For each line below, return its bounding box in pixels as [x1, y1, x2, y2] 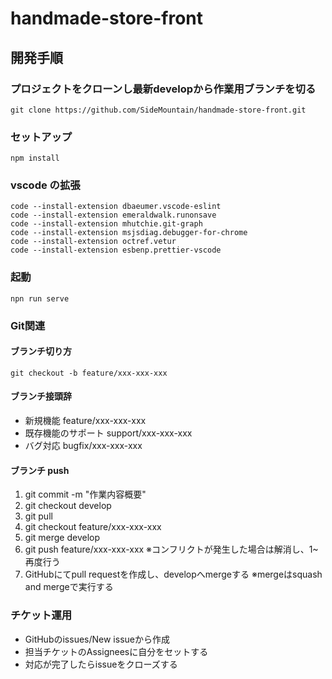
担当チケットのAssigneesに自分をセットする [24, 645, 209, 657]
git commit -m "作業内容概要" [24, 488, 147, 501]
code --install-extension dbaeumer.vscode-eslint [10, 202, 222, 212]
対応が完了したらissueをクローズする [24, 658, 178, 670]
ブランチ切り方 [10, 345, 72, 357]
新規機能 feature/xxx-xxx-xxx [24, 415, 147, 427]
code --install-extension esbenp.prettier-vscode [10, 245, 222, 256]
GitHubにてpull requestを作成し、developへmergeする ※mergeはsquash [24, 568, 323, 581]
